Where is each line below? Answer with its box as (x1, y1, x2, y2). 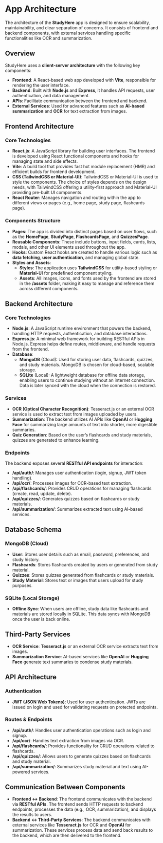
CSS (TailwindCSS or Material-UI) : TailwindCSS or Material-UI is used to (12, 174, 159, 180)
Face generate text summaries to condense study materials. (12, 659, 133, 665)
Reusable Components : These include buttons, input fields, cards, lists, (12, 238, 157, 245)
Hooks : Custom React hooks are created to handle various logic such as (12, 249, 157, 255)
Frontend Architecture (5, 122, 74, 130)
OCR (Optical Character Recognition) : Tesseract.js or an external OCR (12, 406, 154, 411)
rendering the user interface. (12, 82, 70, 88)
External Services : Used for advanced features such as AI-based (12, 103, 145, 108)
